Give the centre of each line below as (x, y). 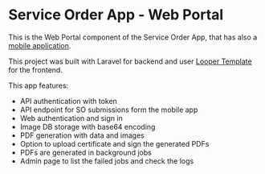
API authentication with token (69, 101)
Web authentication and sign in (71, 118)
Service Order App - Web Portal (116, 15)
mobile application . (40, 45)
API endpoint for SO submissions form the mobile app (109, 110)
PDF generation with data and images (82, 135)
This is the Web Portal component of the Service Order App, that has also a (133, 37)
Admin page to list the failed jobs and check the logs (107, 161)
